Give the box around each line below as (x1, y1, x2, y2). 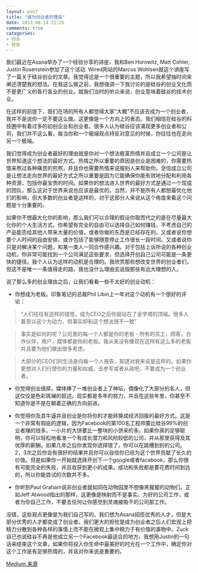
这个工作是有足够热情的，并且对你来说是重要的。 (6, 548, 125, 555)
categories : (6, 31, 35, 37)
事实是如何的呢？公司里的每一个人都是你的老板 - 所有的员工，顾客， (20, 330, 187, 337)
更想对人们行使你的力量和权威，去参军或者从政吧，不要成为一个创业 (20, 365, 186, 372)
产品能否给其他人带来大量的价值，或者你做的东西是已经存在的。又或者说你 (6, 228, 187, 236)
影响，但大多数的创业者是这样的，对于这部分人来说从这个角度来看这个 (16, 194, 187, 201)
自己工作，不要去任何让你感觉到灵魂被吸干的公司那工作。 (30, 498, 170, 505)
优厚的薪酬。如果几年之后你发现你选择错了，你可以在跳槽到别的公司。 (14, 442, 186, 449)
